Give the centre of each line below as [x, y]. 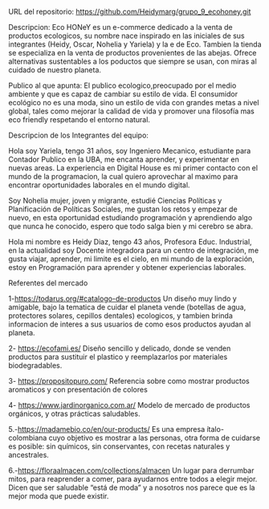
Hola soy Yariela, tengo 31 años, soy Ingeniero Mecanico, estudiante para [130, 151]
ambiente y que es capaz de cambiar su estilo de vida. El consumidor [123, 94]
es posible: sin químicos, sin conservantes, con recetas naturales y [119, 446]
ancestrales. [29, 455]
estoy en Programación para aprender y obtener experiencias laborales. [127, 267]
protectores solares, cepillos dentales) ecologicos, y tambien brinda [120, 316]
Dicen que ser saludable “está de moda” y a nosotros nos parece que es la [132, 487]
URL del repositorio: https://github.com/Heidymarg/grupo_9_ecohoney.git [130, 12]
